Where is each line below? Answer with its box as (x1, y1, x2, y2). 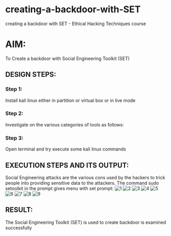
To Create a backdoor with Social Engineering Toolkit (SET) (5, 55, 130, 61)
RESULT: (5, 206, 33, 214)
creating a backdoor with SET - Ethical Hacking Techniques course (5, 20, 146, 27)
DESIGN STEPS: (5, 70, 57, 79)
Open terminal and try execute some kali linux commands (5, 146, 126, 152)
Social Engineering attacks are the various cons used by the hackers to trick (5, 174, 165, 180)
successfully (5, 224, 32, 231)
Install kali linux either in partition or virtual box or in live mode (5, 97, 136, 103)
